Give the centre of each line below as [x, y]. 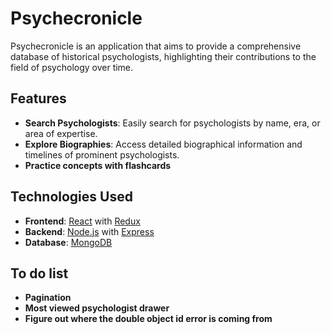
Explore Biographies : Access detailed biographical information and [163, 144]
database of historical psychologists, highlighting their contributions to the [163, 56]
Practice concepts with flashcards [98, 165]
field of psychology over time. [72, 67]
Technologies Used [71, 197]
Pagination [48, 298]
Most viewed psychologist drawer [97, 308]
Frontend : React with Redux [82, 221]
